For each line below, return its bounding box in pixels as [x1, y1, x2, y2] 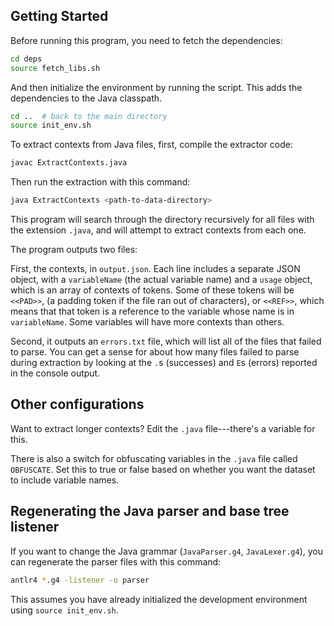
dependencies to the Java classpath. [10, 92, 163, 104]
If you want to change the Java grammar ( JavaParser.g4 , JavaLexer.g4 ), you [10, 545, 324, 557]
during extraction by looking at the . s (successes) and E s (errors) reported [10, 357, 318, 369]
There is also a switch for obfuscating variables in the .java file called [10, 452, 298, 464]
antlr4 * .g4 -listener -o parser [10, 575, 150, 585]
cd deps [10, 54, 43, 64]
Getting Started [10, 8, 109, 25]
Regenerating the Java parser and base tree [10, 503, 290, 520]
